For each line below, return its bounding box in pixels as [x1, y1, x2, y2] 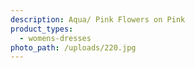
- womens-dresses [19, 33, 92, 43]
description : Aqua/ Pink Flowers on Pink [10, 14, 186, 25]
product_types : [10, 24, 74, 34]
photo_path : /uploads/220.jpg [10, 42, 137, 53]
